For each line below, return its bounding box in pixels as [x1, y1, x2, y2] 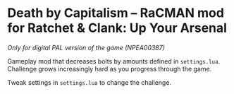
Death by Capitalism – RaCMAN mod [7, 5, 224, 21]
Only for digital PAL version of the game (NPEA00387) [7, 43, 166, 52]
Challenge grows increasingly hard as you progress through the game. [7, 64, 212, 73]
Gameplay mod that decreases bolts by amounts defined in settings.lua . [7, 57, 221, 65]
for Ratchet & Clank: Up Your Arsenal [7, 20, 228, 36]
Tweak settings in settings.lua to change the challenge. [7, 78, 171, 86]
